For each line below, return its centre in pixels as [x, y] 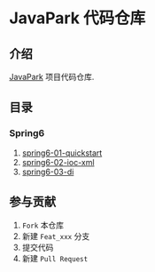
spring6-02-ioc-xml [58, 162]
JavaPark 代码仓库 [77, 18]
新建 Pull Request [55, 258]
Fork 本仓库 [43, 225]
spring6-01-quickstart [62, 153]
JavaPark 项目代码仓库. [52, 77]
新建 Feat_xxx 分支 [56, 236]
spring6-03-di [48, 172]
